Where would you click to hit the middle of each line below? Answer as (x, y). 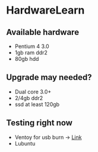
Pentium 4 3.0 (32, 46)
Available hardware (42, 32)
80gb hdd (27, 59)
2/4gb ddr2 (29, 98)
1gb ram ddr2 (31, 53)
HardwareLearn (45, 10)
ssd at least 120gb (37, 104)
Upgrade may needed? (49, 77)
